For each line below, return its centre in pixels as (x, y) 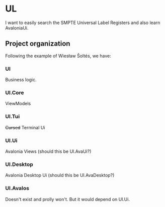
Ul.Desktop (19, 164)
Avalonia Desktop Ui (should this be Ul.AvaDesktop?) (60, 175)
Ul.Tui (13, 117)
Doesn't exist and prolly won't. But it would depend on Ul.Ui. (67, 199)
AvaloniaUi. (17, 28)
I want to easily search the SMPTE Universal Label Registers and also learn (83, 23)
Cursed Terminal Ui (25, 127)
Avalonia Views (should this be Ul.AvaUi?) (48, 151)
